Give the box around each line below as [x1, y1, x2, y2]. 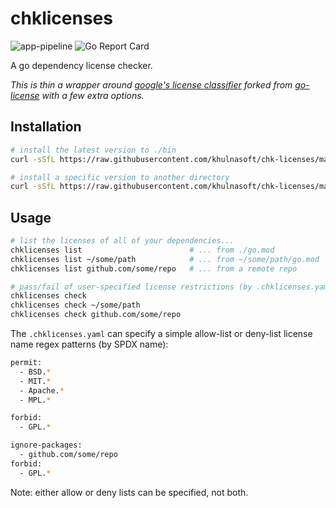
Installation [10, 118, 82, 136]
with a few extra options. [41, 89, 145, 101]
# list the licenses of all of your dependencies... [10, 236, 235, 246]
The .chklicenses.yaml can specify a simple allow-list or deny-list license [10, 328, 313, 340]
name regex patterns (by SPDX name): [10, 338, 169, 351]
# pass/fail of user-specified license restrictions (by [10, 282, 253, 292]
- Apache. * [19, 385, 65, 396]
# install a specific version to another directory [10, 172, 230, 182]
